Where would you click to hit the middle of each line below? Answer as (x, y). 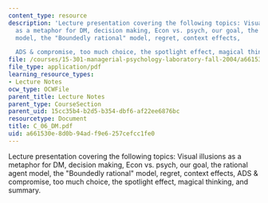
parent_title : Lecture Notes (57, 96)
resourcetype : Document (48, 119)
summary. (25, 190)
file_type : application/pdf (55, 67)
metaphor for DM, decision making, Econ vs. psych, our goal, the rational (128, 165)
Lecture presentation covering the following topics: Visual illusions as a (125, 156)
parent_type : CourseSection (55, 104)
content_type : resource (48, 16)
